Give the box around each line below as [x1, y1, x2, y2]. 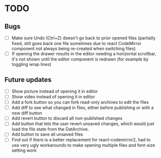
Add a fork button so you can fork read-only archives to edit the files [11, 99, 149, 105]
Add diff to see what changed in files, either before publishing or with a [11, 105, 154, 111]
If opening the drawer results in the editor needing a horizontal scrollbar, [11, 51, 156, 57]
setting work [11, 147, 37, 153]
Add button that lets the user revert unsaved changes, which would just [11, 121, 155, 126]
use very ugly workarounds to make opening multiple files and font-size [11, 142, 156, 148]
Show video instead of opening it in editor [11, 94, 95, 99]
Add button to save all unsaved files [11, 131, 83, 137]
